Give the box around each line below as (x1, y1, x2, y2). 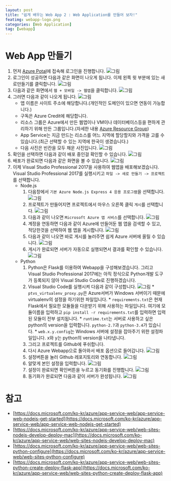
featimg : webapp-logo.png (5, 17, 60, 22)
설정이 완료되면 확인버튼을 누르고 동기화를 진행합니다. (28, 367, 135, 373)
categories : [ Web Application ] (5, 21, 72, 27)
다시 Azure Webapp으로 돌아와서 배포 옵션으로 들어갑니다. (28, 347, 145, 354)
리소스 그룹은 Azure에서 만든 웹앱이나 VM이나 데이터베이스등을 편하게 (20, 119, 160, 125)
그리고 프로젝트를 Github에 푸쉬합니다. (28, 341, 105, 347)
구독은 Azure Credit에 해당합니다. (20, 113, 88, 119)
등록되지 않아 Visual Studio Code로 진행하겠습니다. (33, 277, 136, 283)
